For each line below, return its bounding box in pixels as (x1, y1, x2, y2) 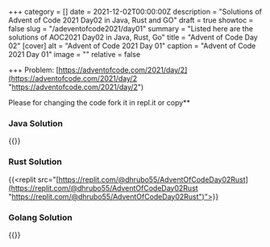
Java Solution (8, 117, 63, 129)
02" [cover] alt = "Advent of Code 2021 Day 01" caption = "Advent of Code (8, 41, 256, 51)
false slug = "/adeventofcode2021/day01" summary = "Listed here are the (8, 24, 254, 33)
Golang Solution (8, 212, 73, 223)
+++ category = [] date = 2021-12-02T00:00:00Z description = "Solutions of (8, 7, 262, 16)
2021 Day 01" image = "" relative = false (8, 50, 141, 59)
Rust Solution (8, 156, 62, 167)
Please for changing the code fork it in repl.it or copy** (8, 98, 191, 107)
